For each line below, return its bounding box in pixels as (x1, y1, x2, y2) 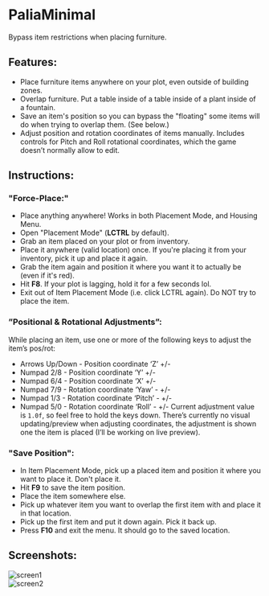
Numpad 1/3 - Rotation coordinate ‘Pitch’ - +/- (19, 393, 173, 403)
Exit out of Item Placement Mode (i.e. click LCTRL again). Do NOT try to (19, 288, 257, 298)
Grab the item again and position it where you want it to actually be (19, 262, 242, 272)
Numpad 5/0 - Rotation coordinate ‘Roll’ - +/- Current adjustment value (19, 401, 255, 411)
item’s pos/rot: (8, 343, 56, 353)
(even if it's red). (19, 271, 75, 281)
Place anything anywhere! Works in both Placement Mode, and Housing (19, 211, 259, 220)
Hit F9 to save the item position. (19, 483, 126, 492)
